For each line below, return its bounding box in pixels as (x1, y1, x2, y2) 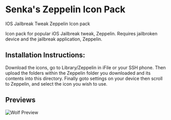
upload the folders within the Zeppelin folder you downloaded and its (5, 70, 151, 76)
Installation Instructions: (5, 51, 85, 59)
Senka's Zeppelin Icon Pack (5, 4, 125, 15)
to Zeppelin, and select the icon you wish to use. (5, 81, 108, 87)
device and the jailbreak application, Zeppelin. (5, 36, 102, 42)
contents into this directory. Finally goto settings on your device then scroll (5, 75, 163, 82)
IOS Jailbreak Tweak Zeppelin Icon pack (5, 21, 91, 27)
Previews (5, 96, 36, 105)
